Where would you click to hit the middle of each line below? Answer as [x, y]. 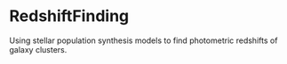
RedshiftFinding [69, 16]
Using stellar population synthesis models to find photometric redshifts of [143, 40]
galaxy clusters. [38, 49]
